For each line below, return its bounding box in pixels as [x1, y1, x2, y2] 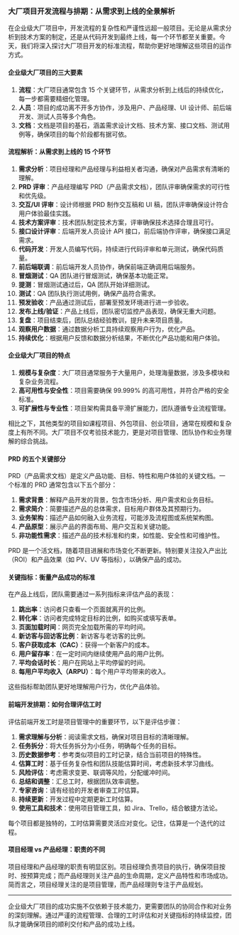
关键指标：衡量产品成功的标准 [8, 573, 95, 581]
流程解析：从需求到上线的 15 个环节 [8, 147, 111, 156]
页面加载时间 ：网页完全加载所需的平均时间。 [18, 623, 150, 631]
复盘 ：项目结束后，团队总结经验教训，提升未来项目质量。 [18, 315, 187, 324]
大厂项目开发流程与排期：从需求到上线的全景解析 [8, 6, 176, 16]
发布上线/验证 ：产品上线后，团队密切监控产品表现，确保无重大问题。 [18, 307, 221, 315]
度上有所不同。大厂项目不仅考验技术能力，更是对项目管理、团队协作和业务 [8, 428, 226, 436]
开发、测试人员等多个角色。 [18, 112, 100, 120]
